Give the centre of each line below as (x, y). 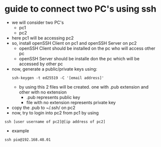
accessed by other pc (41, 64)
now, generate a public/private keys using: (54, 69)
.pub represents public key (53, 97)
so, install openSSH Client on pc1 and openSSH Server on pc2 (74, 43)
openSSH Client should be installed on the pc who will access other (87, 48)
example (20, 130)
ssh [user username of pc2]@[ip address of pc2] (55, 122)
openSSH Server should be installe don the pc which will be (79, 58)
